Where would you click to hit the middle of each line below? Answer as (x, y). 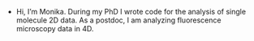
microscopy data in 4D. (55, 29)
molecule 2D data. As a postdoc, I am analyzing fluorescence (118, 20)
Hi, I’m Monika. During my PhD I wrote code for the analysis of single (131, 12)
